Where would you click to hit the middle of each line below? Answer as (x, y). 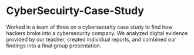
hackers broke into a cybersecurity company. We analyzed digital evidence (97, 33)
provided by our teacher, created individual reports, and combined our (91, 39)
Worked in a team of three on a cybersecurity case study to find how (89, 27)
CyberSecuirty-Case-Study (75, 11)
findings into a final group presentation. (54, 46)
